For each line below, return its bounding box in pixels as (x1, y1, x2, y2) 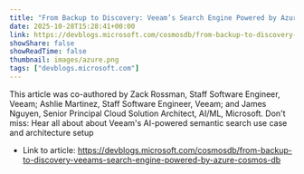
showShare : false (9, 38, 75, 48)
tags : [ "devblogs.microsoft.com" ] (9, 64, 140, 73)
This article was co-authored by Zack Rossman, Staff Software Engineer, (9, 88, 280, 100)
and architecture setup (9, 127, 94, 138)
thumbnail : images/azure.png (9, 55, 119, 64)
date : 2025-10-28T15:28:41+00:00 (9, 22, 136, 31)
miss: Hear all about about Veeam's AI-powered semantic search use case (9, 117, 288, 128)
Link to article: (22, 144, 76, 155)
